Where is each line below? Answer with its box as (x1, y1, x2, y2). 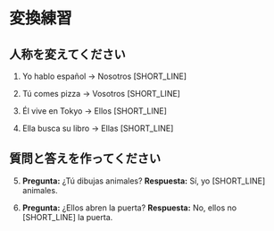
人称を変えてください (9, 47, 127, 62)
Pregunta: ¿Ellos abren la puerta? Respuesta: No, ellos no (21, 202, 237, 213)
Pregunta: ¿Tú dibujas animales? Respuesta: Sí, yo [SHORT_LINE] (21, 175, 266, 186)
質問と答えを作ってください (9, 151, 162, 167)
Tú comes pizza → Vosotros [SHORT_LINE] (21, 89, 181, 98)
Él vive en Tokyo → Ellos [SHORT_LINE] (21, 106, 168, 116)
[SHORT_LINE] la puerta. (21, 211, 113, 222)
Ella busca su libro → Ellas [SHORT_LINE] (21, 123, 174, 133)
